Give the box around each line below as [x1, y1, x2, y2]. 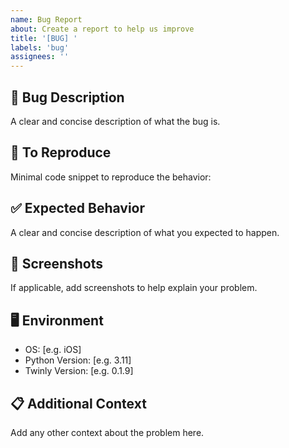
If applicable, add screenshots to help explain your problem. [10, 282, 258, 294]
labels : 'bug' [10, 42, 70, 53]
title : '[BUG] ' [10, 33, 78, 43]
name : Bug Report [10, 14, 83, 25]
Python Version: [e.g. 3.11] [24, 354, 132, 366]
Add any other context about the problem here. [10, 427, 205, 438]
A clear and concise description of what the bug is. [10, 115, 221, 127]
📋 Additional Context [10, 395, 147, 412]
